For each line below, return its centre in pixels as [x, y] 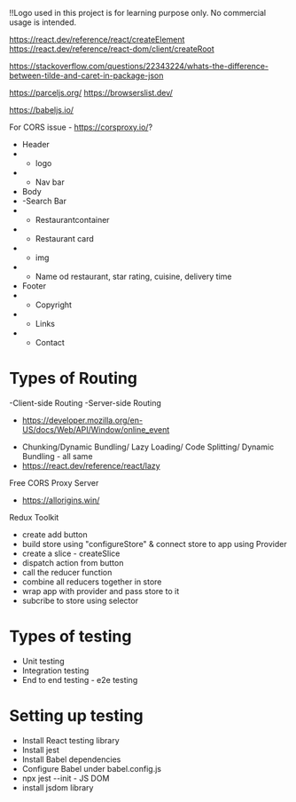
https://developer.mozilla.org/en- [82, 420]
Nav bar [50, 182]
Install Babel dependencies [71, 759]
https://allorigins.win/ [61, 500]
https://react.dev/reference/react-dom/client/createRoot [112, 49]
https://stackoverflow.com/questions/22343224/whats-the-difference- [139, 66]
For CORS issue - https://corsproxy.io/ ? [81, 127]
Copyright [54, 305]
